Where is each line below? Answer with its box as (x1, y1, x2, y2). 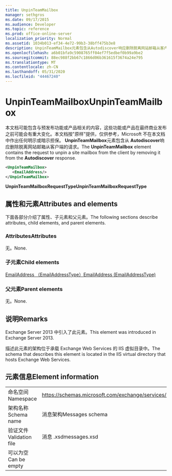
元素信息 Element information (5, 373, 99, 381)
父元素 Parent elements (5, 285, 63, 292)
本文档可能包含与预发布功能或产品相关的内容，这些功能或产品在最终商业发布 (5, 124, 167, 130)
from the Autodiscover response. (5, 154, 77, 161)
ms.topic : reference (5, 27, 50, 32)
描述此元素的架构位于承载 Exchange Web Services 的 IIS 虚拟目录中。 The (5, 345, 160, 351)
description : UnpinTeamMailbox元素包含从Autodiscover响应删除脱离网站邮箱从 (5, 46, 160, 51)
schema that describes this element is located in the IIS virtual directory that (5, 351, 166, 357)
